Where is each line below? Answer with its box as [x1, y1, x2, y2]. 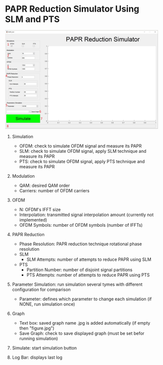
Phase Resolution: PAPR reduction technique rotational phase [19, 241, 142, 247]
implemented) [19, 217, 48, 222]
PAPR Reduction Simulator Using [5, 3, 140, 15]
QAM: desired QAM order [19, 182, 70, 188]
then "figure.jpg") [19, 325, 55, 331]
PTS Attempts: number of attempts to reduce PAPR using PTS [26, 272, 150, 278]
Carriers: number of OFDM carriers [19, 187, 90, 193]
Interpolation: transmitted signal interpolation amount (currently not [19, 212, 154, 218]
